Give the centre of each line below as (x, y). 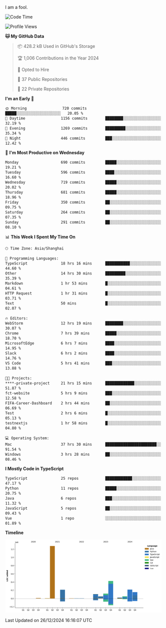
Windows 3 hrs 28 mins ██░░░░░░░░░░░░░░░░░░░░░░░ (83, 454)
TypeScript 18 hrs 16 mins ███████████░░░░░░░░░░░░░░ (83, 264)
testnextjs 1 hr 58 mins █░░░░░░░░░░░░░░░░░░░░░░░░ (83, 423)
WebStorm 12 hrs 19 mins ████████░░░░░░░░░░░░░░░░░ (83, 323)
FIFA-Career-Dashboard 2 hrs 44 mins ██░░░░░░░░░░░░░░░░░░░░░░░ (83, 403)
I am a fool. (17, 7)
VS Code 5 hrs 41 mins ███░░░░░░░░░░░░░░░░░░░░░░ (83, 363)
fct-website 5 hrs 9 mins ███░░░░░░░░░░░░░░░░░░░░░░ (83, 393)
